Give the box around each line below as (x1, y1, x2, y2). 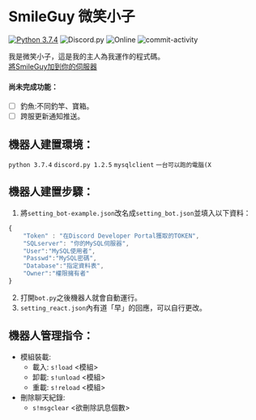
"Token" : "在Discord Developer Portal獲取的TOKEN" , (23, 232, 200, 240)
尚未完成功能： (8, 82, 58, 92)
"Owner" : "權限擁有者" (23, 269, 90, 278)
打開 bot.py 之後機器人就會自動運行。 (19, 293, 142, 302)
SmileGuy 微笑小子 (8, 7, 135, 26)
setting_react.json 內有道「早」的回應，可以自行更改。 (19, 302, 207, 312)
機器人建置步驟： (8, 185, 94, 199)
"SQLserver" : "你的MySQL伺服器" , (23, 239, 130, 247)
